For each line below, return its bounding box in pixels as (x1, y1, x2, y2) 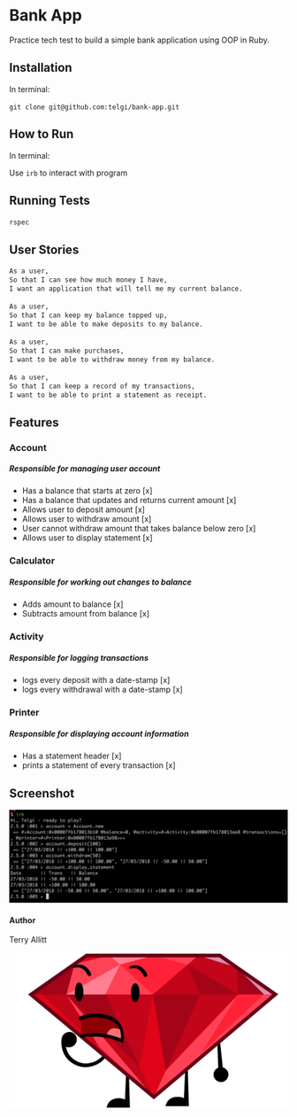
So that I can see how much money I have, (9, 275, 168, 284)
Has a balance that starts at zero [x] (21, 485, 153, 496)
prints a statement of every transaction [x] (21, 760, 176, 771)
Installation (9, 60, 72, 75)
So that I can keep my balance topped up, (9, 311, 168, 320)
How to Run (9, 127, 74, 142)
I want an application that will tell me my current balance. (9, 284, 243, 293)
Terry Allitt (9, 935, 47, 945)
